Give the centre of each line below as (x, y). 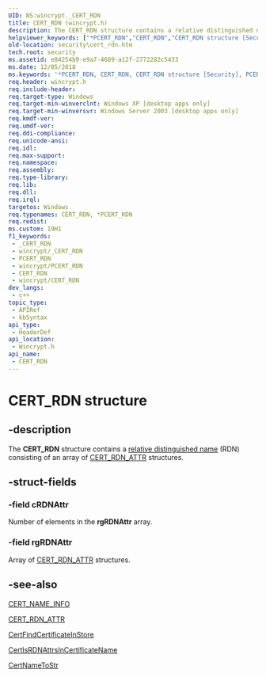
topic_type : (28, 302)
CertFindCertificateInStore (51, 634)
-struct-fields (42, 483)
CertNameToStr (34, 665)
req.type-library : (38, 178)
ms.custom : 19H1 (35, 229)
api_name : (25, 354)
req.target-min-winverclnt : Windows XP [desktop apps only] (110, 104)
